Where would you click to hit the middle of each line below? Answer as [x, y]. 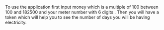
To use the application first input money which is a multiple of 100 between [82, 7]
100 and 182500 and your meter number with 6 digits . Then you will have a [82, 12]
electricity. [16, 22]
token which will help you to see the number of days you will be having [78, 17]
